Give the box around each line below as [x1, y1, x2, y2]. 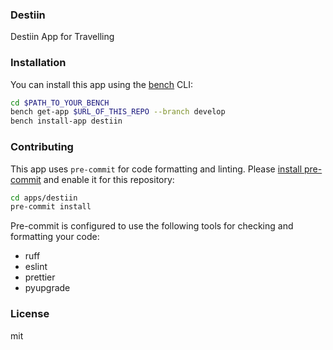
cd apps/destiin [10, 193, 78, 203]
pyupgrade [24, 282, 71, 294]
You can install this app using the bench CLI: [10, 78, 194, 90]
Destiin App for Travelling [10, 31, 115, 43]
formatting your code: [10, 231, 100, 243]
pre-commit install [10, 202, 92, 212]
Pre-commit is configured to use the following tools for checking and [10, 220, 294, 232]
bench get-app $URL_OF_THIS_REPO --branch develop [10, 107, 226, 117]
